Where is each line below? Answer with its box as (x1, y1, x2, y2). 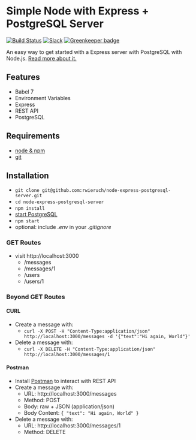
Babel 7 (14, 88, 34, 95)
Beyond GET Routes (6, 293, 65, 301)
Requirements (6, 131, 60, 141)
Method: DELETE (23, 429, 66, 435)
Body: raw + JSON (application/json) (23, 403, 115, 410)
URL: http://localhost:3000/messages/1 (23, 422, 121, 429)
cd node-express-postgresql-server (14, 199, 104, 205)
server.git (14, 193, 43, 199)
